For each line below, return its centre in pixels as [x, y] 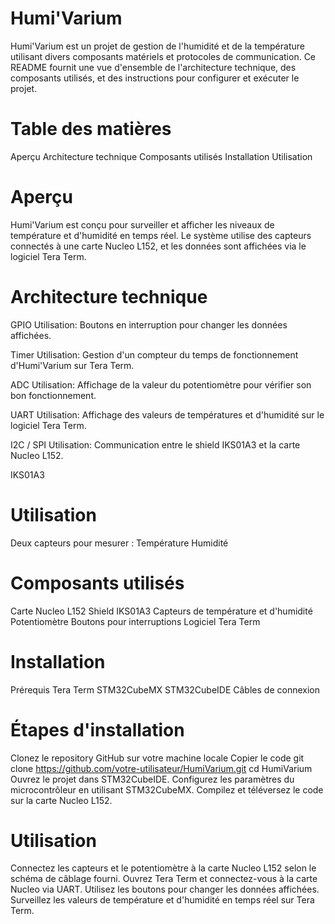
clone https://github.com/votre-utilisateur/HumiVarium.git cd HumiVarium [161, 768]
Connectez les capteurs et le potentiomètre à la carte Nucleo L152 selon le [163, 868]
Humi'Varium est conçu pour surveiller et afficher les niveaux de [142, 224]
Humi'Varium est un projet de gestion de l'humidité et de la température [157, 46]
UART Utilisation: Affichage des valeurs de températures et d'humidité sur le [167, 414]
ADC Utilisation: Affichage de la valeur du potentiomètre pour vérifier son [161, 384]
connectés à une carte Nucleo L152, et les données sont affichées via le [158, 246]
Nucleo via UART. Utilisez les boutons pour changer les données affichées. [165, 889]
